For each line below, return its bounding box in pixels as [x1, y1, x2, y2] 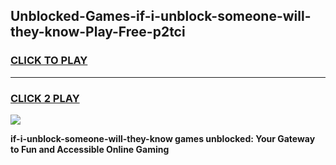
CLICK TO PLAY [10, 54, 88, 68]
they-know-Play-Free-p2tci [10, 24, 186, 41]
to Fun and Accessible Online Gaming [10, 143, 170, 155]
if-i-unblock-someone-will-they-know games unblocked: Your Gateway [10, 132, 316, 144]
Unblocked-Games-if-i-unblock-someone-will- [10, 8, 312, 25]
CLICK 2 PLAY [10, 91, 80, 105]
